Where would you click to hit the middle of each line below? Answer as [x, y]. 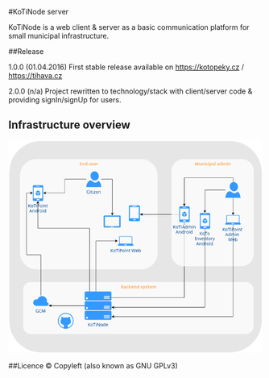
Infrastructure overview [69, 125]
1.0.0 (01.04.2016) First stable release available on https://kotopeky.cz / [126, 67]
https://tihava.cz [35, 75]
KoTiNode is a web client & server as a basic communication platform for [129, 27]
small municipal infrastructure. [59, 36]
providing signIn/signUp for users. [65, 100]
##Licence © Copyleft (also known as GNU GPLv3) [93, 366]
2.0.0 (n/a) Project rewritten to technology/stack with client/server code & [130, 91]
